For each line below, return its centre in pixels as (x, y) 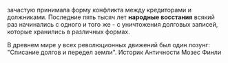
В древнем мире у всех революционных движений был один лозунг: (108, 45)
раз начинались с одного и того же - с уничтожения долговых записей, (113, 24)
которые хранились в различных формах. (69, 32)
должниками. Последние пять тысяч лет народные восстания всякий (111, 17)
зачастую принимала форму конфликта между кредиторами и (99, 10)
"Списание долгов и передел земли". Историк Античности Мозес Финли (114, 52)
